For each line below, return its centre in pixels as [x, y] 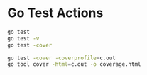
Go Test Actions [55, 13]
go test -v [23, 38]
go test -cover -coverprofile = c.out [61, 58]
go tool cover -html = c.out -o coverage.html [74, 64]
